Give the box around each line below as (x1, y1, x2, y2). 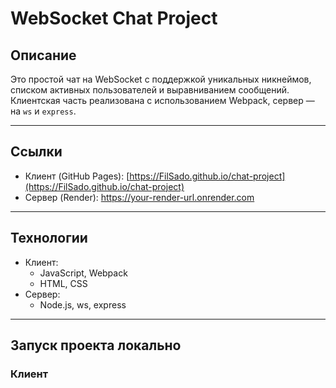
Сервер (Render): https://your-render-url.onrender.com (24, 191, 255, 203)
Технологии (10, 230, 88, 247)
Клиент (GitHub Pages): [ (24, 170, 130, 182)
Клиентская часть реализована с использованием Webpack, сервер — (10, 95, 315, 106)
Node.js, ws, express (39, 298, 127, 311)
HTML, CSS (39, 277, 88, 289)
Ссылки (10, 143, 63, 161)
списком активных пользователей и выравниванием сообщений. (10, 84, 290, 96)
